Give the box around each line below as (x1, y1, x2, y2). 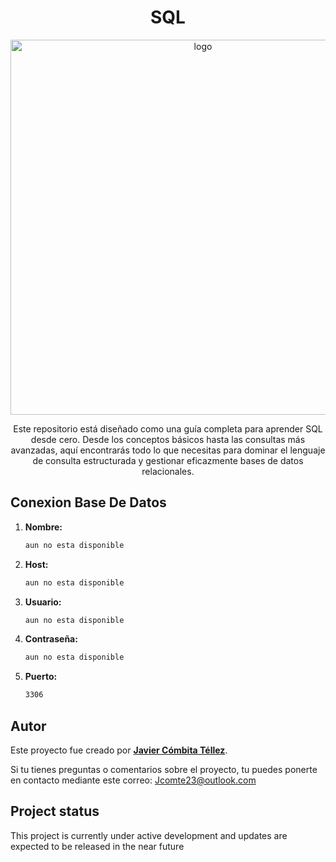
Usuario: (24, 596, 62, 608)
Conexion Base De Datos (10, 494, 167, 511)
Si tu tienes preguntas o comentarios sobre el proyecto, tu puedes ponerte (10, 763, 318, 775)
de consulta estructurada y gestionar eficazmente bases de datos (32, 454, 304, 466)
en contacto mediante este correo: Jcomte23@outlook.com (10, 774, 257, 786)
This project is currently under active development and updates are (10, 829, 288, 841)
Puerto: (24, 671, 58, 683)
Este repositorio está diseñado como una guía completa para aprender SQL (13, 422, 323, 435)
